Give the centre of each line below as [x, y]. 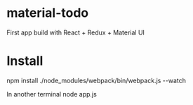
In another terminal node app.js [52, 94]
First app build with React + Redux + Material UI [76, 32]
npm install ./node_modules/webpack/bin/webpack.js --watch [96, 80]
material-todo [48, 13]
